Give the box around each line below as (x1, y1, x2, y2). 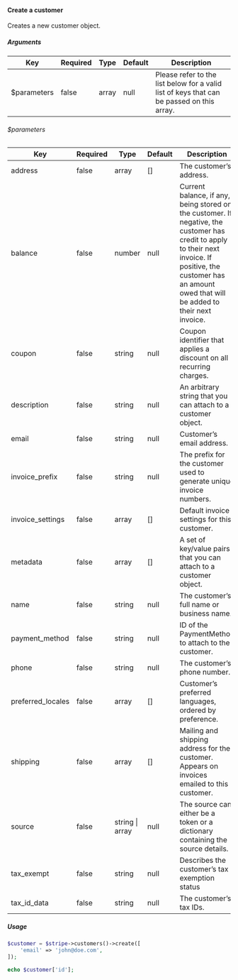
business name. (179, 609, 232, 619)
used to (179, 467, 205, 477)
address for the (179, 744, 231, 753)
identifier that (179, 335, 225, 345)
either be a (179, 808, 215, 818)
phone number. (179, 668, 231, 677)
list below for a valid (155, 79, 222, 89)
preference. (179, 714, 218, 724)
